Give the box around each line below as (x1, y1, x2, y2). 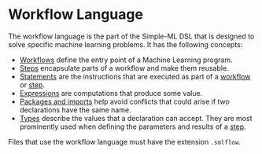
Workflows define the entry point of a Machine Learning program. (19, 55, 233, 64)
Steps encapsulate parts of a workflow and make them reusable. (19, 63, 230, 72)
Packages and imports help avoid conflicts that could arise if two (19, 97, 230, 106)
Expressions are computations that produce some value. (19, 88, 203, 97)
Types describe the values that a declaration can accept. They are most (19, 113, 253, 123)
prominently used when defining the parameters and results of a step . (19, 122, 246, 131)
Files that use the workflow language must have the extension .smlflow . (8, 137, 242, 146)
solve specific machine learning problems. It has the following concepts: (8, 39, 243, 49)
